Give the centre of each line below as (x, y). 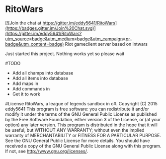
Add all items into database (40, 78)
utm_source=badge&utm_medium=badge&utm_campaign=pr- (69, 39)
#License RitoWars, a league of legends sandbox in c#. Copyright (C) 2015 (81, 103)
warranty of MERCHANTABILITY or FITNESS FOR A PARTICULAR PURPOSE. (83, 135)
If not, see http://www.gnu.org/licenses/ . (47, 151)
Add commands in (31, 88)
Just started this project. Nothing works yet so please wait (65, 54)
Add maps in (25, 83)
